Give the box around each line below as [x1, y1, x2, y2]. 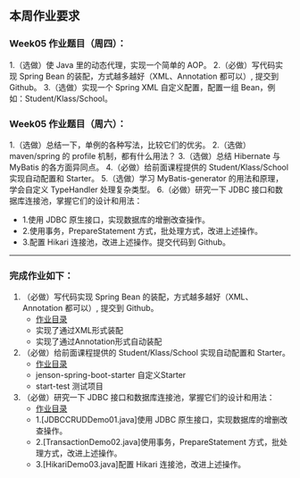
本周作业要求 [9, 8, 80, 24]
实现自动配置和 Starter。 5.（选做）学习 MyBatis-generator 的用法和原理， [9, 172, 284, 183]
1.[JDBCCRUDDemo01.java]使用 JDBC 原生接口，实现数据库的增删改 [35, 415, 288, 425]
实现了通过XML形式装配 [35, 325, 123, 336]
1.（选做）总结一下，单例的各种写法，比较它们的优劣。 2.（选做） [9, 139, 252, 150]
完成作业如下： [9, 269, 74, 281]
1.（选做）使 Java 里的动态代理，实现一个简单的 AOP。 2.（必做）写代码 [9, 59, 276, 70]
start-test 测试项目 [35, 381, 104, 391]
